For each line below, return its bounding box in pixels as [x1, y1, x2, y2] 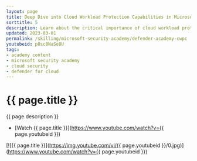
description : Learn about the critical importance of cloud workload [6, 25, 180, 31]
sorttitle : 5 [6, 19, 38, 25]
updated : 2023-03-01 [6, 30, 57, 36]
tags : [6, 47, 19, 53]
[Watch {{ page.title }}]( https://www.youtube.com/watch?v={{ [14, 124, 164, 132]
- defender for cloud [6, 68, 59, 74]
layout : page [6, 8, 38, 15]
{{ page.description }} [6, 113, 59, 120]
